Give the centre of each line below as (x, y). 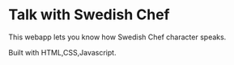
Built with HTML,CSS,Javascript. (62, 52)
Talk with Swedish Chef (89, 15)
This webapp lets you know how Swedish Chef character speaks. (117, 37)
